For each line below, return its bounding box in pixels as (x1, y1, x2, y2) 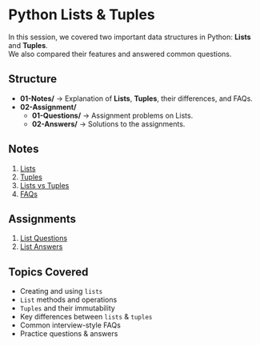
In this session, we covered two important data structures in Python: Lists (8, 32, 251, 42)
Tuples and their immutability (19, 303, 116, 313)
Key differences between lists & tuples (19, 312, 153, 322)
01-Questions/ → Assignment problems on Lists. (31, 110, 194, 120)
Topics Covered (8, 265, 89, 279)
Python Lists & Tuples (8, 6, 156, 24)
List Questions (19, 234, 68, 243)
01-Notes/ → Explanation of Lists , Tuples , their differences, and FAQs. (19, 94, 254, 103)
